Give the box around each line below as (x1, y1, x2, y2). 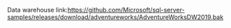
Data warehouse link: (7, 6, 68, 14)
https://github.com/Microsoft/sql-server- (67, 6, 185, 14)
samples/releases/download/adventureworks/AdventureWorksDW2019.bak (7, 13, 224, 21)
